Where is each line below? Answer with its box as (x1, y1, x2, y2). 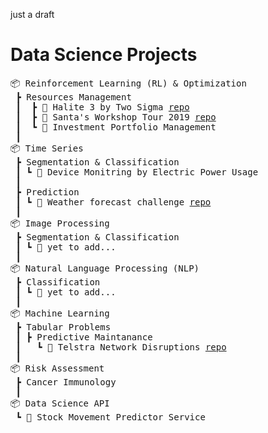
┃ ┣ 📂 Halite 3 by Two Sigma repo (15, 101, 190, 113)
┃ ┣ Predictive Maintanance (15, 331, 153, 343)
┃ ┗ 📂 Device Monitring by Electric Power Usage (15, 166, 259, 178)
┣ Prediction (15, 186, 80, 198)
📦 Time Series (10, 142, 84, 154)
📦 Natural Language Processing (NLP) (10, 262, 200, 274)
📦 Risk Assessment (10, 362, 105, 374)
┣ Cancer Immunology (15, 376, 117, 388)
